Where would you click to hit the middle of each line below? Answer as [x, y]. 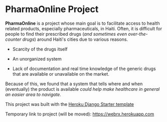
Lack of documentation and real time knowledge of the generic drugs [84, 69]
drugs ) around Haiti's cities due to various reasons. [75, 39]
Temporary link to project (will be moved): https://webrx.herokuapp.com [80, 114]
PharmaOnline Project [52, 9]
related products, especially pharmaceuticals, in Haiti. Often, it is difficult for [83, 28]
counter [13, 39]
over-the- [138, 34]
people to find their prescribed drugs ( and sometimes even [66, 34]
